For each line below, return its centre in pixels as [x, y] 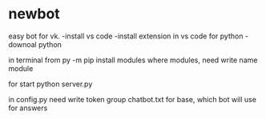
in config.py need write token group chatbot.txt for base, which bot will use [132, 99]
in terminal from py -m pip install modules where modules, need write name [133, 60]
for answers [28, 108]
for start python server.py [50, 84]
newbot [34, 14]
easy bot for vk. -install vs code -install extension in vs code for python [126, 36]
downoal [23, 44]
